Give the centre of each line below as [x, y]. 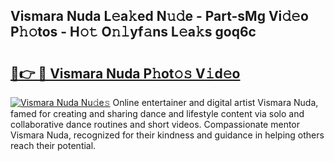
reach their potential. [53, 145]
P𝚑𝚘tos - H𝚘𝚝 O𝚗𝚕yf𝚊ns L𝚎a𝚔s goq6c [133, 32]
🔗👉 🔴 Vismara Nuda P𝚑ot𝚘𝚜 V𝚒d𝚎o [125, 73]
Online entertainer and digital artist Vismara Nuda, [215, 102]
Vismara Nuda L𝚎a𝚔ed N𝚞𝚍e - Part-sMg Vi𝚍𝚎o [159, 16]
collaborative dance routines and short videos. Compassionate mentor [155, 124]
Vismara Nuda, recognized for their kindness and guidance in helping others [167, 135]
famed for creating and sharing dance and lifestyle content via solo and [157, 113]
